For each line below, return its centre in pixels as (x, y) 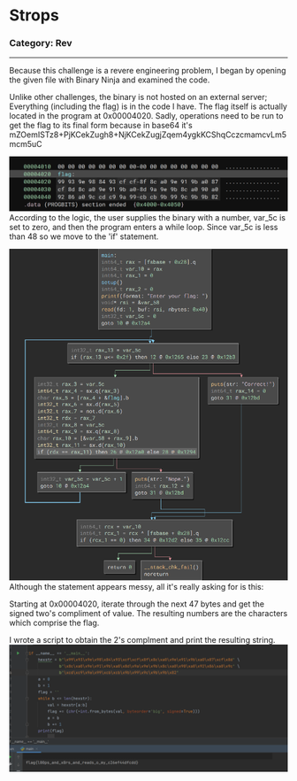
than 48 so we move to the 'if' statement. (84, 236)
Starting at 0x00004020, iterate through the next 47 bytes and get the (137, 604)
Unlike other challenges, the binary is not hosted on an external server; (138, 97)
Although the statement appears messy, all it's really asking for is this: (137, 587)
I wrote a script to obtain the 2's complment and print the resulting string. (142, 640)
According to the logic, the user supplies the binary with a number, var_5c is (147, 218)
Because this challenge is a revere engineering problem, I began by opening (148, 71)
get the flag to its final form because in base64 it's (101, 126)
